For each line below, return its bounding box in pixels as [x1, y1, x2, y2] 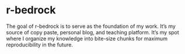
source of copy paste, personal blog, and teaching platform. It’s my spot [6, 28, 179, 35]
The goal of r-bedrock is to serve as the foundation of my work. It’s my [6, 23, 176, 30]
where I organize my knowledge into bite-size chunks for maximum [6, 35, 168, 42]
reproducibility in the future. [6, 41, 73, 48]
